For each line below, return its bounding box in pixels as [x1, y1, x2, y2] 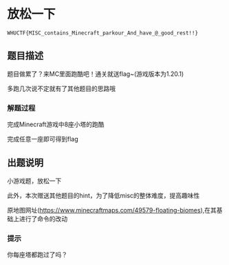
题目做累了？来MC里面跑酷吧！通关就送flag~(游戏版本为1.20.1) [7, 70, 184, 78]
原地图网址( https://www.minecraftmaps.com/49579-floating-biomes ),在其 [7, 206, 217, 214]
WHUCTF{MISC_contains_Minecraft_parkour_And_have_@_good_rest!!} [7, 29, 198, 37]
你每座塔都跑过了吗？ [7, 251, 67, 259]
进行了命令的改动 [19, 215, 67, 223]
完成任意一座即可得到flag [7, 135, 79, 144]
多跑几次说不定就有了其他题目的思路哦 [7, 84, 116, 92]
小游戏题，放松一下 [7, 177, 62, 185]
